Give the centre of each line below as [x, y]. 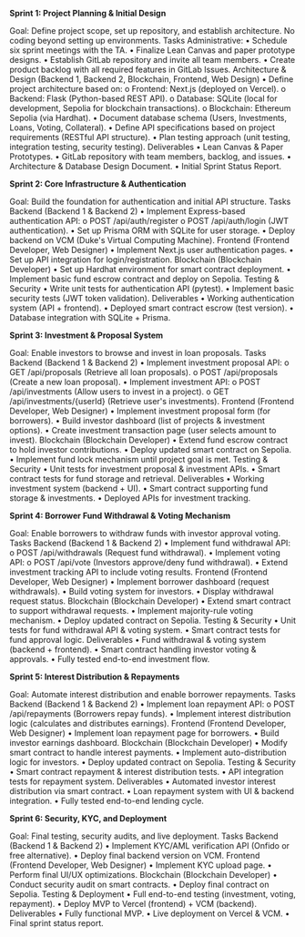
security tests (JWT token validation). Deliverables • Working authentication [152, 298]
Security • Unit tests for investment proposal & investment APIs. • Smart [145, 469]
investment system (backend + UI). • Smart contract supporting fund [139, 488]
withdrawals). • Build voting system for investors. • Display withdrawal [142, 591]
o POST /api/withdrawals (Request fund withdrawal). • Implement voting [145, 553]
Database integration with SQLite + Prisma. [90, 317]
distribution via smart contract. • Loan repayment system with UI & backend [152, 791]
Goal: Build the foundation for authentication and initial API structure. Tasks [150, 201]
